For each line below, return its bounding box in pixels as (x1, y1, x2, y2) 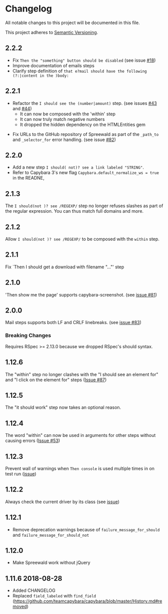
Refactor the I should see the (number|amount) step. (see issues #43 (12, 100, 157, 106)
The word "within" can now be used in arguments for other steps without (5, 432, 156, 438)
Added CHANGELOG (12, 587, 56, 593)
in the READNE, (12, 175, 45, 181)
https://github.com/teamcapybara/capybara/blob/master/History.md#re (14, 598, 162, 604)
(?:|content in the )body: (12, 73, 69, 78)
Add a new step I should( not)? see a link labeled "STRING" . (12, 164, 144, 171)
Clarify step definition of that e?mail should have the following (12, 68, 147, 74)
